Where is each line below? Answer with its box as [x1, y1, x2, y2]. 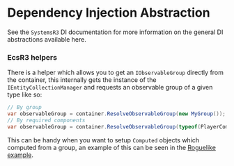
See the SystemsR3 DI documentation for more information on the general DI [7, 28, 224, 36]
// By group [7, 104, 42, 111]
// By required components [7, 117, 86, 124]
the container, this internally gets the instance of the [7, 76, 157, 84]
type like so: [7, 90, 42, 99]
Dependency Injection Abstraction [7, 5, 210, 21]
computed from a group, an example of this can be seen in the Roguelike [7, 143, 216, 151]
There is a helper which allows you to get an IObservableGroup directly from [7, 68, 224, 77]
